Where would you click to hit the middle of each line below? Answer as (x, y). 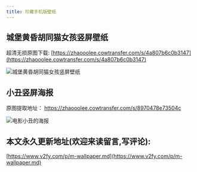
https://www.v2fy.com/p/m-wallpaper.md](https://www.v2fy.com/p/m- (95, 156)
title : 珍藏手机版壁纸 (31, 12)
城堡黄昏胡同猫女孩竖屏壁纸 (57, 37)
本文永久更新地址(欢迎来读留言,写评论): (79, 141)
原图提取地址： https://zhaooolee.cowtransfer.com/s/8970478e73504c (94, 108)
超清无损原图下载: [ (30, 53)
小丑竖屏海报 (30, 92)
